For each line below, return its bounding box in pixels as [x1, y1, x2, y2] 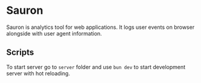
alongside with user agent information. [6, 29, 103, 37]
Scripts [6, 48, 34, 58]
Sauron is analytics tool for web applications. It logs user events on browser [6, 23, 195, 31]
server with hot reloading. [6, 70, 71, 77]
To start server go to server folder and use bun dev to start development [6, 63, 186, 70]
